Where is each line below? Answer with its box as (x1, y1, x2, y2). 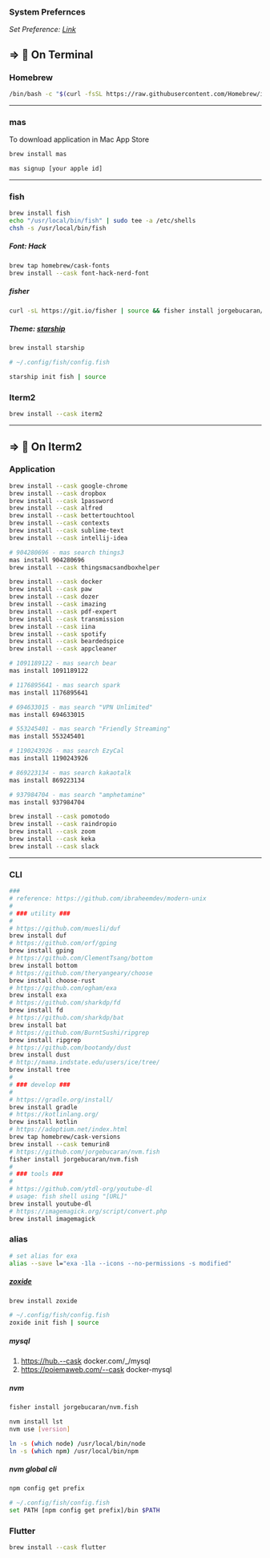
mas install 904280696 (9, 556, 85, 564)
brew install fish (9, 209, 71, 218)
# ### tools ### (9, 1170, 63, 1178)
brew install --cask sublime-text (9, 527, 125, 535)
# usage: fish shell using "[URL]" (9, 1193, 128, 1201)
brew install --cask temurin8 (9, 1140, 111, 1148)
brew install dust (9, 1051, 71, 1059)
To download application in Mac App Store (9, 135, 150, 144)
